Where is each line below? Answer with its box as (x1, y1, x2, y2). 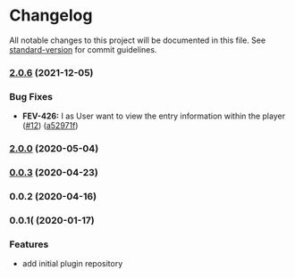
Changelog (9, 5, 93, 26)
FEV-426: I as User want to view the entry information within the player (21, 110, 286, 121)
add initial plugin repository (21, 258, 123, 269)
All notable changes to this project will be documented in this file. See (9, 35, 266, 45)
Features (9, 238, 49, 250)
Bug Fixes (9, 90, 54, 102)
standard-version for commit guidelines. (9, 44, 157, 54)
